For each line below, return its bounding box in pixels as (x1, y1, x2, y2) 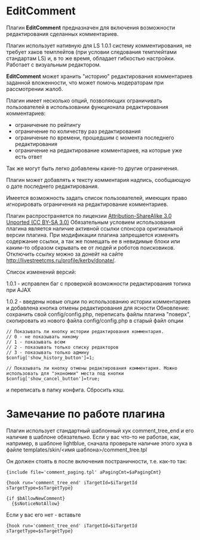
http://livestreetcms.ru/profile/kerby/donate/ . (6, 256, 116, 264)
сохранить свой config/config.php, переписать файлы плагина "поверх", (6, 310, 191, 318)
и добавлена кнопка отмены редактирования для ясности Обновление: (6, 304, 190, 311)
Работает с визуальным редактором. (6, 61, 101, 68)
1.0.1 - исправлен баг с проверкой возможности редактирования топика (6, 280, 191, 287)
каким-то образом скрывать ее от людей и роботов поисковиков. (6, 244, 175, 251)
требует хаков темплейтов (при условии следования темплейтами (6, 48, 177, 55)
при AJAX (6, 286, 31, 293)
